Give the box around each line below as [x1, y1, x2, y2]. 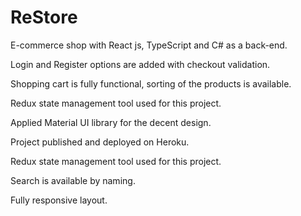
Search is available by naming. [10, 174, 136, 186]
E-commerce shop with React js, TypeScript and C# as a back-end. [10, 39, 288, 51]
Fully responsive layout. [10, 194, 108, 206]
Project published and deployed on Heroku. [10, 136, 190, 148]
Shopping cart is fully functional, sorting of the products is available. [10, 77, 292, 90]
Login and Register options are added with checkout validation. [10, 58, 271, 70]
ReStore [10, 6, 78, 29]
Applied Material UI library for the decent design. [10, 116, 212, 128]
